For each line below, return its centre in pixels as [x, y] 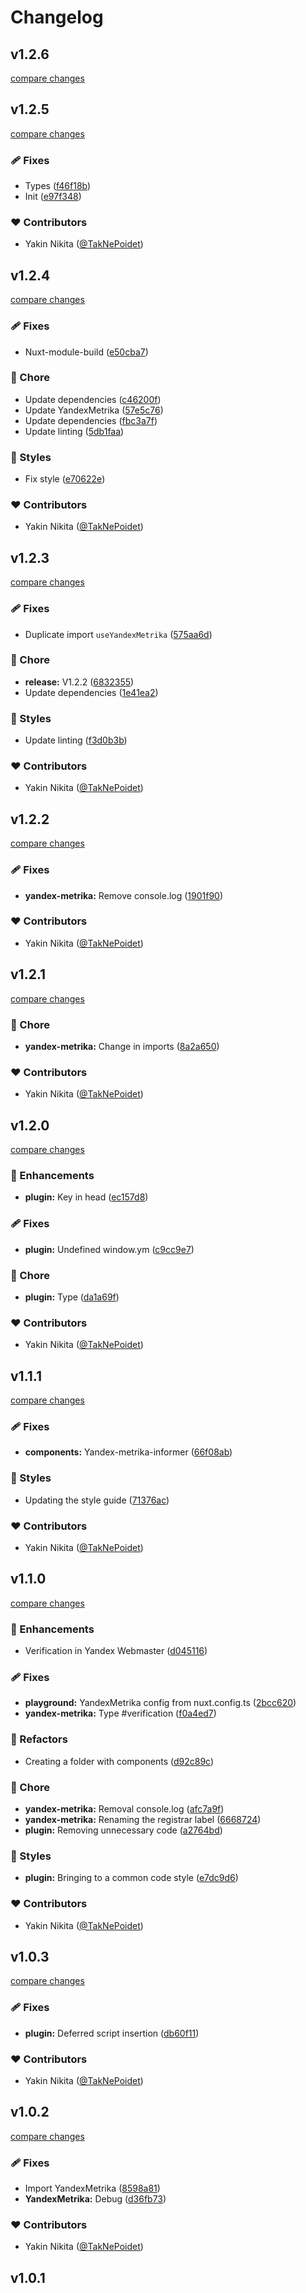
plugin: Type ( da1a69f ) [72, 1297]
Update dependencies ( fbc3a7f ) [91, 420]
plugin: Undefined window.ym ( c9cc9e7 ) [109, 1249]
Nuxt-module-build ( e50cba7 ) [86, 352]
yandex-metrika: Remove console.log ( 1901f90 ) [124, 895]
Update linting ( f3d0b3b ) [76, 740]
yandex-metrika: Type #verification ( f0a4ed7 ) [120, 1713]
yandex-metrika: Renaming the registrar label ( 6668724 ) [143, 1819]
